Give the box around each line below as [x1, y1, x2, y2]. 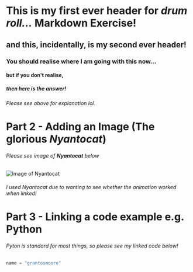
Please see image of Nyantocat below [6, 152, 99, 159]
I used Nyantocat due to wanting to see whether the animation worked [6, 184, 177, 191]
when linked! [6, 190, 37, 197]
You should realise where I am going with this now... [6, 57, 157, 65]
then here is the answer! [6, 85, 67, 92]
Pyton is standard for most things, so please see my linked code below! [6, 242, 178, 249]
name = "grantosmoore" [6, 260, 61, 266]
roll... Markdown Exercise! [6, 16, 136, 30]
